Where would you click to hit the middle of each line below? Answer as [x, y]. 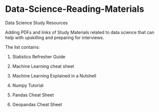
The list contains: [23, 47]
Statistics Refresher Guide [39, 56]
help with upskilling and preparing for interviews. [55, 37]
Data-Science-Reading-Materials [75, 9]
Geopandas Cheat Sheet [37, 104]
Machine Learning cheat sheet [43, 66]
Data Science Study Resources [36, 23]
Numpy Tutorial [28, 85]
